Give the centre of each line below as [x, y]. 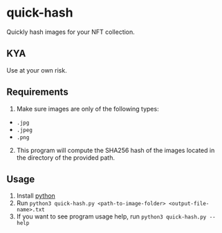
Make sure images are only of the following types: [88, 109]
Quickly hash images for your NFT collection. [71, 32]
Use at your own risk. [37, 70]
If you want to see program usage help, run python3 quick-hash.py [111, 216]
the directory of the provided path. [66, 158]
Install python [36, 196]
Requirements [37, 92]
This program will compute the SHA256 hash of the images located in [115, 150]
